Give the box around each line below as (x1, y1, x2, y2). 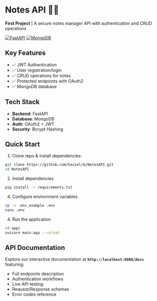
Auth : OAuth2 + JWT (12, 121, 55, 127)
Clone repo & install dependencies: (12, 153, 82, 159)
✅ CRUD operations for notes (12, 73, 71, 78)
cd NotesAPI (5, 167, 29, 172)
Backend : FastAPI (12, 111, 48, 117)
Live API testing (12, 281, 44, 287)
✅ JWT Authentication (12, 61, 57, 67)
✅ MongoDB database (12, 83, 57, 89)
